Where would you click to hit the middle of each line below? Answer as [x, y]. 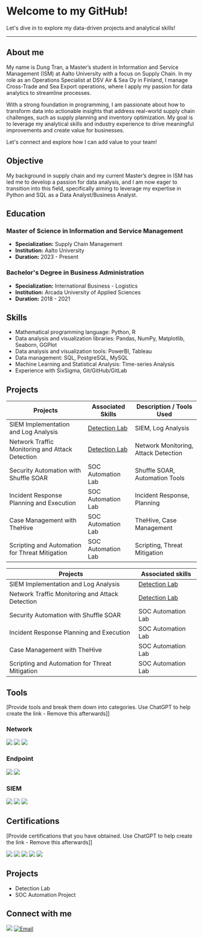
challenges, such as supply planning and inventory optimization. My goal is [100, 117]
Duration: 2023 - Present [47, 257]
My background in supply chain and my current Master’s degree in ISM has [100, 175]
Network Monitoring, [164, 445]
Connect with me [39, 914]
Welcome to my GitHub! [67, 11]
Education [26, 214]
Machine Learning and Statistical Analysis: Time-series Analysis [95, 364]
